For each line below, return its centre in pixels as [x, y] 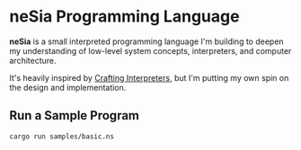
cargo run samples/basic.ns [62, 137]
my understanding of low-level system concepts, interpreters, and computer [150, 50]
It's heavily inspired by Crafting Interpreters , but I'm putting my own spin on [149, 77]
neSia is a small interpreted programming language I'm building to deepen [147, 41]
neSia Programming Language [124, 17]
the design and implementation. [68, 87]
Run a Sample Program [75, 115]
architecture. [33, 60]
